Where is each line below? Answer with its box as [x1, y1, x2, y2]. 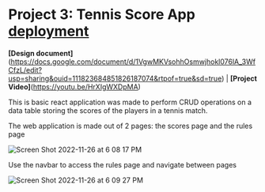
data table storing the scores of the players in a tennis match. [8, 105, 208, 115]
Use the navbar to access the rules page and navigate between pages [8, 160, 237, 169]
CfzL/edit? [8, 65, 42, 74]
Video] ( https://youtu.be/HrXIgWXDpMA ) [8, 81, 141, 92]
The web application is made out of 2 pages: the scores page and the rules [8, 121, 253, 130]
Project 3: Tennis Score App [8, 6, 195, 24]
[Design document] [8, 48, 74, 58]
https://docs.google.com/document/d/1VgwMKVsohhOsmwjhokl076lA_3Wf [10, 57, 256, 66]
